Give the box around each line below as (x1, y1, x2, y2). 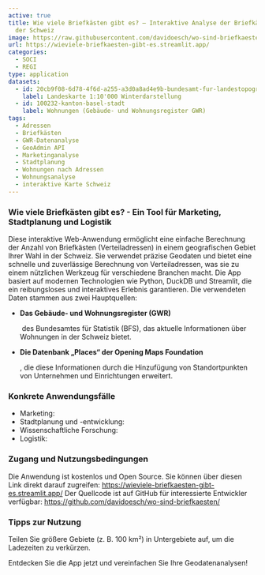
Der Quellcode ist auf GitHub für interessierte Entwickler (64, 488, 248, 498)
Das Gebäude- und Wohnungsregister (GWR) (19, 309, 171, 318)
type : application (8, 70, 69, 78)
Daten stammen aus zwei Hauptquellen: (8, 293, 138, 303)
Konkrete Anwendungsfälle (8, 390, 116, 401)
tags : (8, 115, 26, 122)
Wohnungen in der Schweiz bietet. (19, 333, 132, 342)
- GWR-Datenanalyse (15, 136, 80, 145)
